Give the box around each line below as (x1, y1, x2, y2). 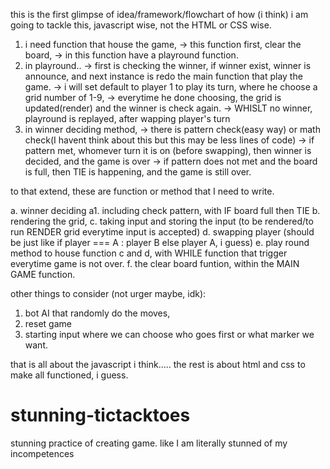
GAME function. (10, 269, 76, 280)
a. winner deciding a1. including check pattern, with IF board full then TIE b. (10, 205, 321, 216)
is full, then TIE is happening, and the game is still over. (24, 166, 252, 178)
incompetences (10, 447, 75, 459)
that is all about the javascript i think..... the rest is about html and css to (10, 359, 306, 370)
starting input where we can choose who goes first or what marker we (24, 329, 315, 340)
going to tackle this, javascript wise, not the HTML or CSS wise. (10, 19, 272, 31)
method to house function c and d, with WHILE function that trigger (10, 247, 288, 259)
